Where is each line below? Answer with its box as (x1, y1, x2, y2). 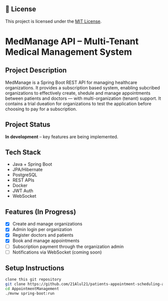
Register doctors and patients (12, 232, 73, 238)
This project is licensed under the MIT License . (5, 18, 102, 24)
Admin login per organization (12, 227, 72, 233)
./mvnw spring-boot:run (5, 291, 55, 296)
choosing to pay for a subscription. (5, 106, 77, 112)
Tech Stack (5, 148, 41, 157)
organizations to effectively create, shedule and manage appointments (5, 90, 151, 96)
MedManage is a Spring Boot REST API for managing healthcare (5, 79, 137, 85)
